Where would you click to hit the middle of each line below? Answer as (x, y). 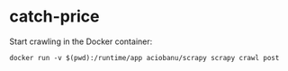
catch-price (54, 17)
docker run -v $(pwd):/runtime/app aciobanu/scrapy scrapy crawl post (144, 58)
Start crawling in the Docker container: (81, 41)
